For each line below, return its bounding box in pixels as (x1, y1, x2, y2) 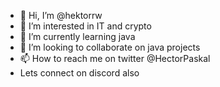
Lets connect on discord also (19, 67, 140, 79)
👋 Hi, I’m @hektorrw (19, 10, 103, 21)
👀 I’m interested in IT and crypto (19, 20, 152, 32)
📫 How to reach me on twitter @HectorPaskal (19, 53, 211, 64)
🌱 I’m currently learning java (19, 31, 136, 42)
